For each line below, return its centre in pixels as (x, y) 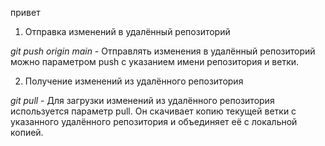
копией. (27, 132)
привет (25, 12)
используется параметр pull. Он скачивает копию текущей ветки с (153, 111)
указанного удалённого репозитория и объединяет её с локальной (154, 121)
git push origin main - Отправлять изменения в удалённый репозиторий (163, 51)
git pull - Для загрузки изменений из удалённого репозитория (142, 100)
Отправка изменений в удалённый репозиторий (127, 31)
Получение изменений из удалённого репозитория (134, 81)
